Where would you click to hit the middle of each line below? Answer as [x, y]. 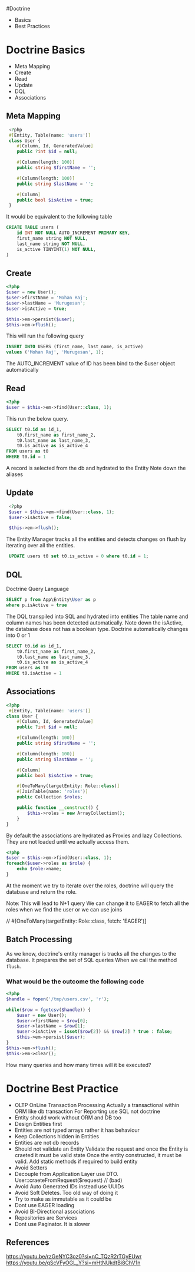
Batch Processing [39, 939]
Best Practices [32, 26]
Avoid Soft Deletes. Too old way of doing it [66, 1192]
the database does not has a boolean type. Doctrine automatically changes [97, 629]
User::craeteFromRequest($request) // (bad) [68, 1180]
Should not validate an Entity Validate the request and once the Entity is [101, 1149]
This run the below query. [37, 418]
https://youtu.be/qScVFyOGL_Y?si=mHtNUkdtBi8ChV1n [73, 1263]
